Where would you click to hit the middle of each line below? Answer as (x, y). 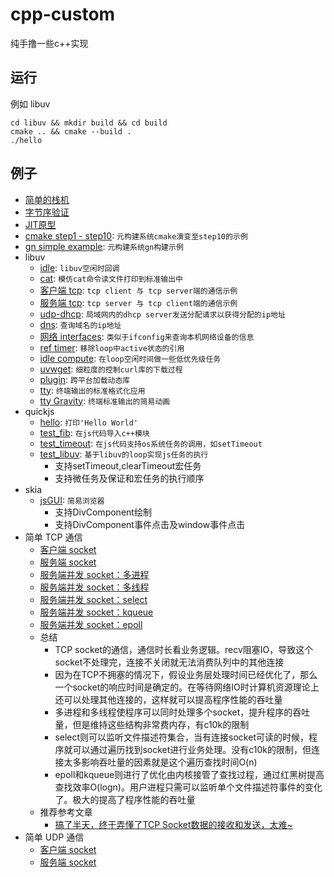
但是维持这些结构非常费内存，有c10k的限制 (161, 724)
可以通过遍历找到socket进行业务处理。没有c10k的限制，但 (192, 749)
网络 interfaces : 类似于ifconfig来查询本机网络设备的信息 (147, 336)
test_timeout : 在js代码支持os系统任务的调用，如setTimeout (151, 443)
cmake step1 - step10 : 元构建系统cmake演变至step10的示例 (136, 235)
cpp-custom (63, 14)
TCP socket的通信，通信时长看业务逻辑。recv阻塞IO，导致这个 (184, 649)
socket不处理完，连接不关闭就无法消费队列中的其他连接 (169, 662)
